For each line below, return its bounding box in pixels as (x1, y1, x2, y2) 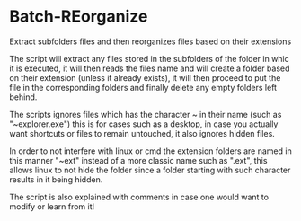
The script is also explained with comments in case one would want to (9, 191, 270, 202)
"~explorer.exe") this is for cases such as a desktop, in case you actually (9, 119, 279, 129)
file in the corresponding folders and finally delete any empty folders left (9, 82, 277, 93)
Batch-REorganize (9, 6, 148, 27)
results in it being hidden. (9, 173, 103, 185)
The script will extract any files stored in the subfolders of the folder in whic (9, 53, 289, 64)
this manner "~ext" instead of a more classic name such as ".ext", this (9, 155, 268, 165)
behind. (9, 92, 38, 102)
